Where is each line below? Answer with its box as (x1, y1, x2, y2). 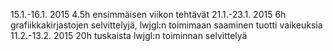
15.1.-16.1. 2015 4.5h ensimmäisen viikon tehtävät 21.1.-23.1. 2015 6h (10, 9, 287, 20)
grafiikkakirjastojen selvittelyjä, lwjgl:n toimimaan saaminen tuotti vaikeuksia (10, 19, 323, 31)
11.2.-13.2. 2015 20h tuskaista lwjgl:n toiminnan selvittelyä (10, 30, 248, 41)
